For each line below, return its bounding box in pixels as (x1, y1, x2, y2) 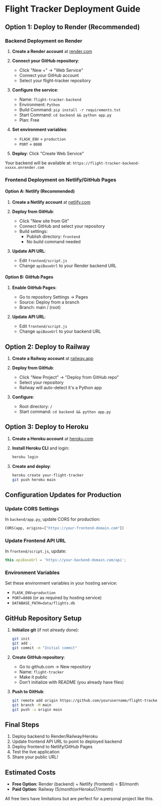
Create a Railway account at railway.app (12, 356, 93, 361)
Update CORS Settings (5, 505, 59, 512)
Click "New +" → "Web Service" (19, 67, 84, 73)
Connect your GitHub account (19, 72, 79, 78)
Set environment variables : (12, 126, 68, 132)
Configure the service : (12, 87, 59, 93)
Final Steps (5, 720, 40, 729)
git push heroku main (12, 477, 56, 482)
